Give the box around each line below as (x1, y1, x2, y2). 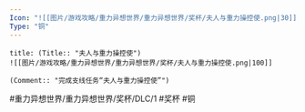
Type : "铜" (9, 22, 50, 31)
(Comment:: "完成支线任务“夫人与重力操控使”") (9, 76, 170, 85)
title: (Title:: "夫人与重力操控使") (9, 48, 142, 57)
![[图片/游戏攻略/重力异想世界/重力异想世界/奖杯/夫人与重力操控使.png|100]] (9, 58, 273, 67)
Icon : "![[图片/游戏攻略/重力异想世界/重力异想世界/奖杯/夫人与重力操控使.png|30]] (9, 13, 298, 23)
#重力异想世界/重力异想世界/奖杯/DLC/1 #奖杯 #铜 (9, 93, 196, 104)
